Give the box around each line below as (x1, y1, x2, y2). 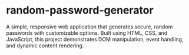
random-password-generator (6, 4, 154, 17)
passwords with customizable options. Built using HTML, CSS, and (6, 29, 168, 36)
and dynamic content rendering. (6, 42, 84, 49)
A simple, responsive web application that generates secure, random (6, 23, 173, 30)
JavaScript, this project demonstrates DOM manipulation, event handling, (6, 35, 184, 43)
